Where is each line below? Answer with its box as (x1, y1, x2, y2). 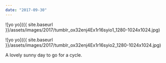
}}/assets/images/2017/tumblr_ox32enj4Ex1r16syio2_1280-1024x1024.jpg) (5, 42, 161, 48)
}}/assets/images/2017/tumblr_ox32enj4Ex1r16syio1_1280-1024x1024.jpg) (5, 26, 160, 33)
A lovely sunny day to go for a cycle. (5, 52, 82, 58)
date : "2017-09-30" (5, 7, 47, 13)
